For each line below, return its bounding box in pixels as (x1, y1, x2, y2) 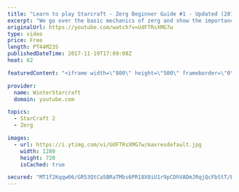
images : (7, 134, 31, 142)
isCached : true (20, 161, 65, 168)
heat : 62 (7, 57, 33, 64)
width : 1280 (20, 147, 55, 155)
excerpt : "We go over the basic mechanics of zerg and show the (7, 17, 202, 24)
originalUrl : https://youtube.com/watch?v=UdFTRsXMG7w (7, 23, 174, 31)
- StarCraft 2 (14, 115, 55, 122)
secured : (7, 174, 33, 181)
